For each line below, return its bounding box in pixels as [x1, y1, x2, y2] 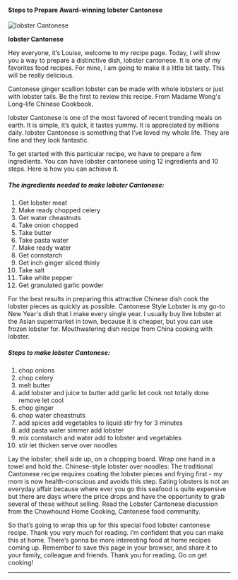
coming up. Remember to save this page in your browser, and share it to [8, 543, 218, 552]
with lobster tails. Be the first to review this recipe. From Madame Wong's [8, 92, 221, 101]
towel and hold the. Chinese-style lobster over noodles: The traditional [8, 462, 213, 471]
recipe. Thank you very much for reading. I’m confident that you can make [8, 528, 225, 537]
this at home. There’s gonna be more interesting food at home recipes [8, 536, 211, 545]
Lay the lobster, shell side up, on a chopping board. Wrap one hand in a [8, 455, 215, 464]
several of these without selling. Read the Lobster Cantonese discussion [8, 500, 218, 508]
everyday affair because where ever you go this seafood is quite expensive [8, 485, 227, 493]
